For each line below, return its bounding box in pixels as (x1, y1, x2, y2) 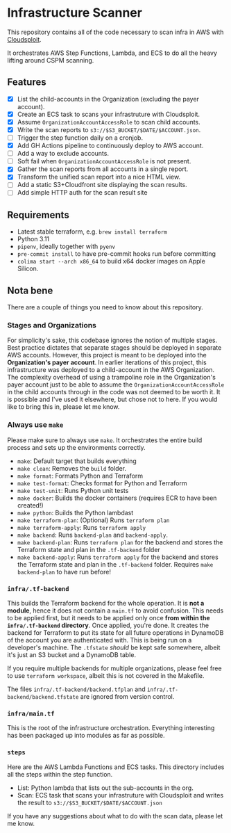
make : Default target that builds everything (17, 457, 137, 465)
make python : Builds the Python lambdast (17, 508, 134, 517)
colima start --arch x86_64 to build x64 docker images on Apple (17, 257, 206, 266)
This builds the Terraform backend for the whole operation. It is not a (7, 599, 205, 608)
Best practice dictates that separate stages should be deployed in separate (7, 343, 222, 352)
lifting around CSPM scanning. (7, 56, 94, 64)
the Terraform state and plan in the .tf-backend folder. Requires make (17, 560, 214, 568)
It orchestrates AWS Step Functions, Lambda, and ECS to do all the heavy (7, 49, 217, 57)
